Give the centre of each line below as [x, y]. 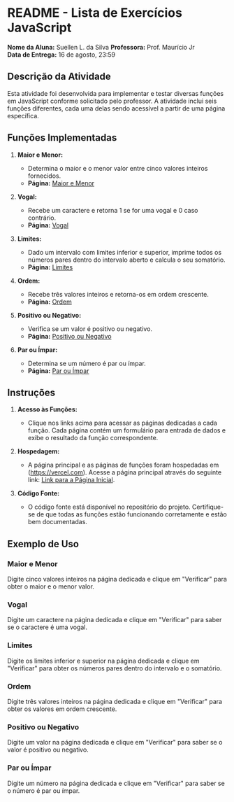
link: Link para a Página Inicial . [71, 480]
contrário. [42, 218]
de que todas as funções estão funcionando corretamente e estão [132, 514]
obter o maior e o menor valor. [51, 586]
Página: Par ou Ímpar [58, 371]
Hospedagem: [38, 451]
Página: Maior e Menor [61, 183]
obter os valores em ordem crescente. [62, 709]
